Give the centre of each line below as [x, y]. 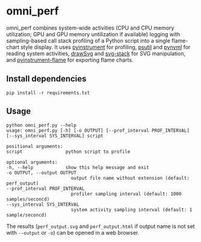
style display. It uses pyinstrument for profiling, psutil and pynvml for [106, 47]
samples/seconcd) [28, 199]
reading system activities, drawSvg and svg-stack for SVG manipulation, [96, 53]
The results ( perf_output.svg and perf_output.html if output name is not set [100, 226]
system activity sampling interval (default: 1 [131, 209]
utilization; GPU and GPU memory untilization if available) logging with [93, 34]
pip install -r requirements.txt [48, 93]
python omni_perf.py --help [42, 125]
